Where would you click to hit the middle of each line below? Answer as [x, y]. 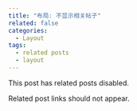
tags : [17, 46]
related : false [33, 23]
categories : [28, 30]
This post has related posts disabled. [69, 83]
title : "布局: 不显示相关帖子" [55, 16]
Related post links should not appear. [69, 98]
